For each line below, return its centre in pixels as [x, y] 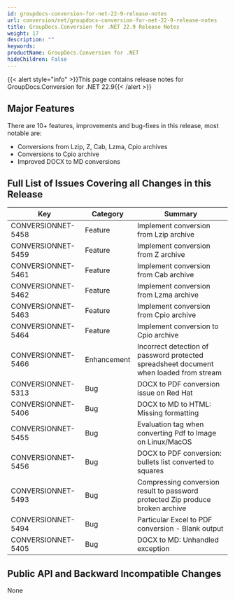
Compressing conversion [179, 482]
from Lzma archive [168, 295]
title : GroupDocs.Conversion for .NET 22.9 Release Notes [93, 27]
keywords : [22, 46]
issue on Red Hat [165, 393]
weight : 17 [23, 33]
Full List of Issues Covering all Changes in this [109, 183]
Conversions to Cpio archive [58, 154]
